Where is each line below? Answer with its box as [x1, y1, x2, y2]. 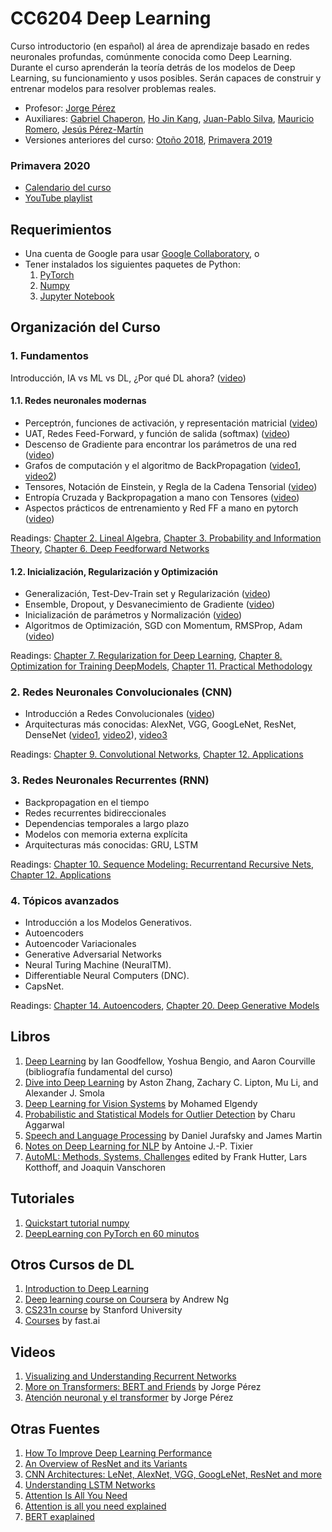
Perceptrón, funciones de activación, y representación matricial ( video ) [24, 417, 318, 429]
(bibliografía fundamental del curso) [24, 1065, 173, 1077]
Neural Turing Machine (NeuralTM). [24, 959, 172, 971]
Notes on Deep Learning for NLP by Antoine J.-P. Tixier [24, 1140, 253, 1152]
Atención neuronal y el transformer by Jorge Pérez [24, 1392, 234, 1404]
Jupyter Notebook [39, 290, 115, 302]
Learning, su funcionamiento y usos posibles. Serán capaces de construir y [10, 72, 322, 84]
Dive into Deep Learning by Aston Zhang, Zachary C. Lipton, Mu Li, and [24, 1076, 319, 1088]
